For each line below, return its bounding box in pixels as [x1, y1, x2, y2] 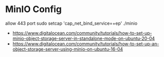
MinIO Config [5, 4, 62, 15]
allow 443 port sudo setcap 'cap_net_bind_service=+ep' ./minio [5, 20, 137, 26]
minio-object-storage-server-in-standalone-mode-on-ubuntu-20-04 [12, 35, 155, 41]
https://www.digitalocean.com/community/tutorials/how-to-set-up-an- [12, 40, 159, 46]
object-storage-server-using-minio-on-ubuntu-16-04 [12, 46, 123, 52]
